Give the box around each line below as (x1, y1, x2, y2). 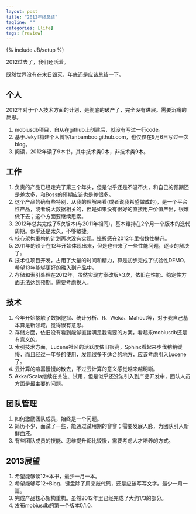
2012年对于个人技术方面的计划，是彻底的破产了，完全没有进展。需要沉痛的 (6, 106, 187, 113)
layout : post (6, 8, 38, 15)
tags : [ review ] (6, 30, 43, 36)
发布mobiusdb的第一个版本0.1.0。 (14, 502, 96, 509)
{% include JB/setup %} (6, 46, 64, 53)
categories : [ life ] (6, 25, 54, 31)
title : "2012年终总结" (6, 14, 58, 20)
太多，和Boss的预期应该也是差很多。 (25, 191, 114, 198)
